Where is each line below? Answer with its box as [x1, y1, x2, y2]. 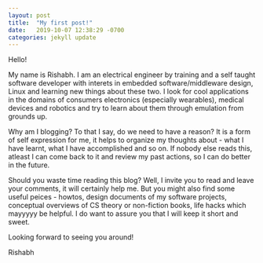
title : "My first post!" [8, 19, 93, 27]
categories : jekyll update [8, 33, 97, 42]
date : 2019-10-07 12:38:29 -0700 [8, 26, 125, 34]
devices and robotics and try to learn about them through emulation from [8, 104, 244, 113]
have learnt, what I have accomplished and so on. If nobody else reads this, [8, 144, 253, 153]
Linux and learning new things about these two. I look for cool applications [8, 87, 249, 97]
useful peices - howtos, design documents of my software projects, [8, 192, 228, 202]
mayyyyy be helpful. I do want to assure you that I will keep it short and [8, 209, 239, 218]
